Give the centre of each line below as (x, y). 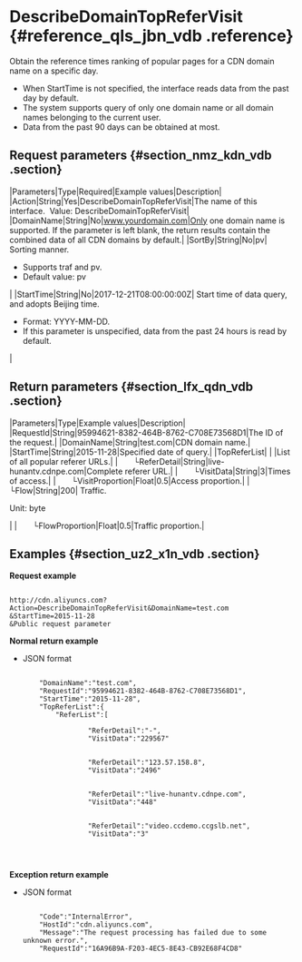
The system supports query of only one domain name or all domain (148, 107)
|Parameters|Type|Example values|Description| (97, 423)
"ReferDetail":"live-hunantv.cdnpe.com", (167, 795)
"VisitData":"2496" (124, 771)
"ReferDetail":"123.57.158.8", (146, 763)
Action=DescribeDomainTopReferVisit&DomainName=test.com (119, 609)
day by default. (50, 98)
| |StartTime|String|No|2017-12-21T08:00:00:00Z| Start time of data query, (148, 294)
